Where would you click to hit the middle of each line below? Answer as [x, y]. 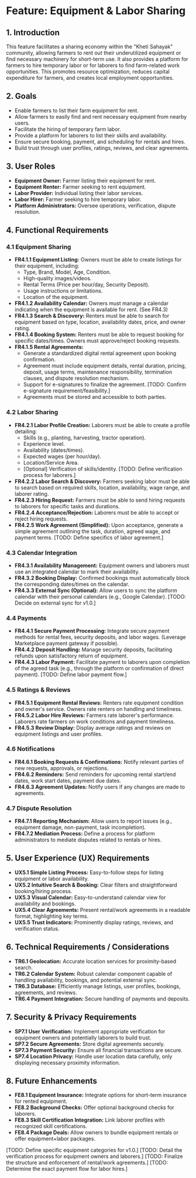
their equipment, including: [47, 266]
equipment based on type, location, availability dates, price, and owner [100, 322]
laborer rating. [32, 494]
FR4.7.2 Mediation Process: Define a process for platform [85, 834]
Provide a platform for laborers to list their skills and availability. [91, 135]
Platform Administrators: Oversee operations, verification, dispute [95, 205]
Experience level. [44, 444]
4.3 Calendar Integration [42, 552]
